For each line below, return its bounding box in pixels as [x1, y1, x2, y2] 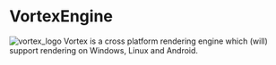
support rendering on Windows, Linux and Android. [9, 45, 199, 55]
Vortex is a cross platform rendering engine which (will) [63, 36, 269, 46]
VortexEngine [9, 6, 114, 27]
